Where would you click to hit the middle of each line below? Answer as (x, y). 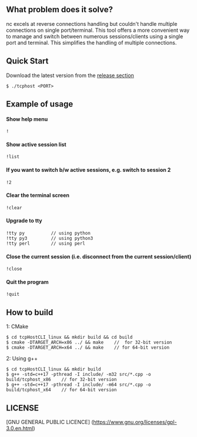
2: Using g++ (22, 359)
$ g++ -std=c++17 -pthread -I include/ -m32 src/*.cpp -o (79, 375)
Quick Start (27, 61)
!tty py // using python (49, 233)
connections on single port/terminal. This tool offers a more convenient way (98, 30)
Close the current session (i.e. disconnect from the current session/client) (99, 256)
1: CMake (17, 326)
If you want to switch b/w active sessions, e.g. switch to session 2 (89, 170)
